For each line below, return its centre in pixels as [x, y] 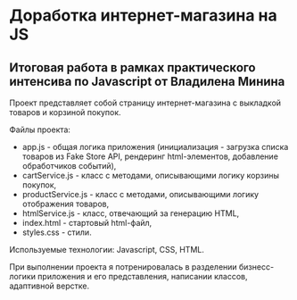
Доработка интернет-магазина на [144, 16]
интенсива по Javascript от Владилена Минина [147, 81]
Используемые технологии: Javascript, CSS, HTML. [107, 250]
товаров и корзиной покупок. [66, 112]
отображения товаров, [66, 204]
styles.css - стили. [57, 232]
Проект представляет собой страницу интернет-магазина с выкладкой [145, 103]
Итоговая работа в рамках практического [132, 67]
